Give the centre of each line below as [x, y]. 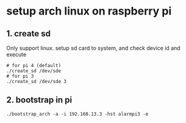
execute [16, 55]
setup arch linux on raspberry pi [89, 11]
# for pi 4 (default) [34, 65]
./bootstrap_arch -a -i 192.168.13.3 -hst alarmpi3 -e [77, 114]
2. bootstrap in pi [39, 100]
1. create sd [28, 34]
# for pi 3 [20, 76]
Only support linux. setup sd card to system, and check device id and [94, 48]
